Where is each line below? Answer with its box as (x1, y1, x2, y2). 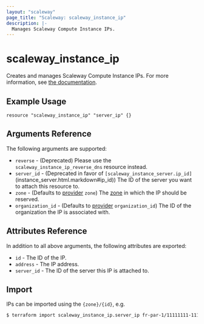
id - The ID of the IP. (15, 253, 67, 261)
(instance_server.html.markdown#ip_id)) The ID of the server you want (15, 176, 192, 183)
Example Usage (6, 96, 67, 106)
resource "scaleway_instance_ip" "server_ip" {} (6, 112, 132, 119)
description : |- (6, 20, 47, 26)
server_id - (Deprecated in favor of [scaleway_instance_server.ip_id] (15, 170, 192, 177)
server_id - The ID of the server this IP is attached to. (15, 267, 149, 274)
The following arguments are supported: (6, 145, 107, 152)
